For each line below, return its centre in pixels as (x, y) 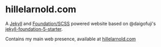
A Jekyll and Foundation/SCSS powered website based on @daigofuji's (81, 24)
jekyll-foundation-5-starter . (34, 29)
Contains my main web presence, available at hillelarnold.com (71, 39)
